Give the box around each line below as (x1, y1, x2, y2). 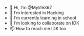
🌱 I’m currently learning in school (9, 15, 77, 20)
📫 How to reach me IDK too (9, 26, 66, 31)
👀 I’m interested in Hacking (9, 10, 64, 16)
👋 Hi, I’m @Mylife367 (9, 5, 52, 10)
